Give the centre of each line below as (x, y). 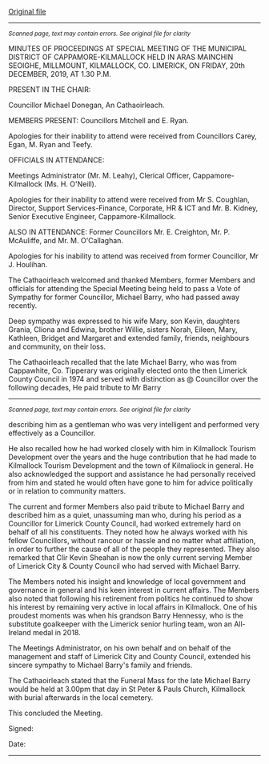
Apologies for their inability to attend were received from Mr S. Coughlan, (129, 200)
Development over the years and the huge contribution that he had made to (132, 457)
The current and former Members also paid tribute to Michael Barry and (126, 506)
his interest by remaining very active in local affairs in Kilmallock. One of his (133, 607)
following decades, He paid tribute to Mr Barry (85, 388)
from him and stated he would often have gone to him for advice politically (131, 482)
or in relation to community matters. (67, 491)
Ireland (20, 632)
